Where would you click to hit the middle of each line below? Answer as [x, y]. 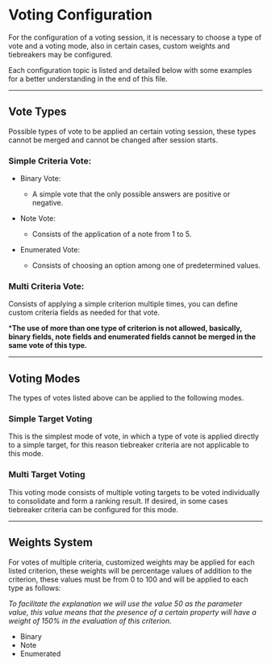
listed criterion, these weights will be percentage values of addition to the [130, 570]
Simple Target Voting [50, 419]
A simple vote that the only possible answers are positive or [131, 194]
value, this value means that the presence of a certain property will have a [132, 612]
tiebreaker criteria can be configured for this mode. [94, 509]
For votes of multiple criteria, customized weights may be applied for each [132, 562]
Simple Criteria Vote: [50, 161]
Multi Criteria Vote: [46, 286]
